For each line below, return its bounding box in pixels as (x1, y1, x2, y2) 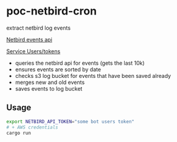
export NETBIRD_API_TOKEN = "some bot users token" (6, 118, 135, 124)
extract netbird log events (6, 24, 71, 31)
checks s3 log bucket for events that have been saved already (15, 72, 172, 79)
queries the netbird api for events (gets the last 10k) (15, 59, 145, 66)
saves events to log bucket (15, 85, 83, 92)
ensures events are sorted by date (15, 65, 102, 73)
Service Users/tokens (6, 47, 61, 55)
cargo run (6, 130, 32, 136)
